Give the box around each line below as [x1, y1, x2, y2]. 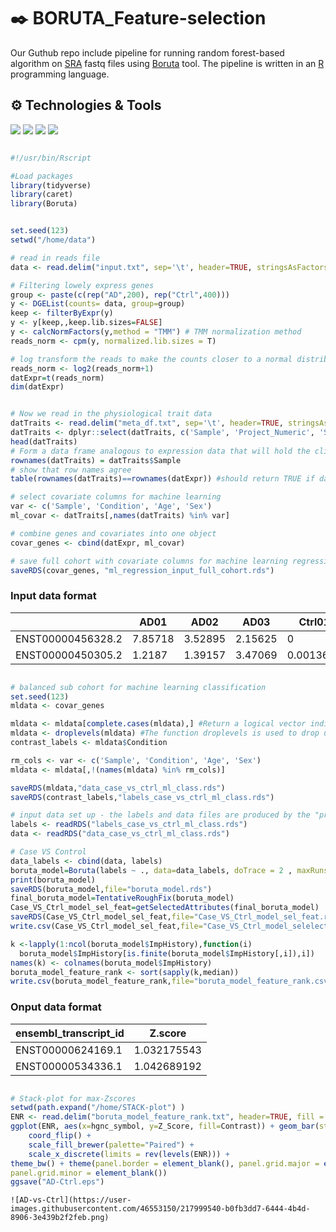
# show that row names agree [10, 465, 132, 475]
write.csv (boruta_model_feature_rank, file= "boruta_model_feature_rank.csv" [10, 976, 333, 987]
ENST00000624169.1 [15, 1043, 123, 1057]
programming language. [10, 68, 110, 80]
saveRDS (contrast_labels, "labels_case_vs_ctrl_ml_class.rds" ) [10, 792, 275, 802]
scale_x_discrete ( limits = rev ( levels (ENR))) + [28, 1149, 230, 1159]
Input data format [10, 589, 97, 603]
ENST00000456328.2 [15, 631, 123, 645]
